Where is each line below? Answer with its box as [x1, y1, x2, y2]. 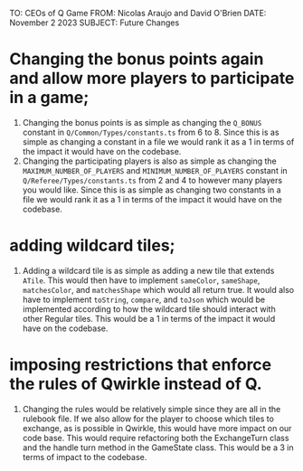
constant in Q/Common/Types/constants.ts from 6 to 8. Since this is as [22, 127, 279, 137]
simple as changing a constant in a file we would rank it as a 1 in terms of [22, 136, 295, 147]
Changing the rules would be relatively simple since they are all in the [22, 403, 281, 414]
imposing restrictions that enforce [9, 354, 272, 375]
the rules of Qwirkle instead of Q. [9, 374, 262, 394]
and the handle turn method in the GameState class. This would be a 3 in [22, 442, 294, 453]
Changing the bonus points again [9, 49, 264, 70]
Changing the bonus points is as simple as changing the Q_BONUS [22, 117, 262, 127]
